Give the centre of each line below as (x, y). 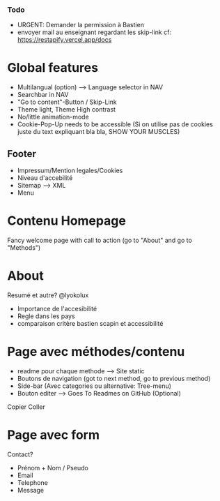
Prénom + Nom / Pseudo (53, 468)
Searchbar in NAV (43, 95)
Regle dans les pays (46, 316)
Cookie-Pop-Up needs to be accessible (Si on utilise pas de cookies (115, 124)
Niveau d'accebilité (45, 178)
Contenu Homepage (67, 221)
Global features (53, 68)
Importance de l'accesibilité (57, 308)
